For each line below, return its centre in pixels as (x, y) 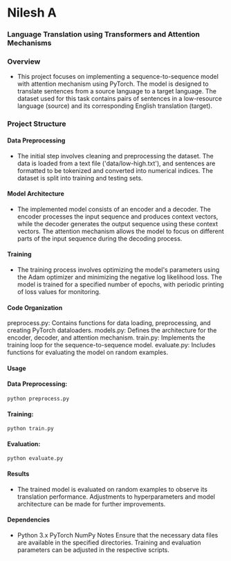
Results (18, 473)
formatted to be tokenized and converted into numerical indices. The (115, 170)
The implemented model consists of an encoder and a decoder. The (114, 209)
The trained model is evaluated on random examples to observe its (112, 489)
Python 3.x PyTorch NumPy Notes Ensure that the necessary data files (118, 535)
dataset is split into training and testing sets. (80, 178)
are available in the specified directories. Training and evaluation (109, 542)
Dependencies (29, 519)
